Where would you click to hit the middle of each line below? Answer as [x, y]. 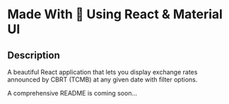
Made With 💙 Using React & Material [115, 14]
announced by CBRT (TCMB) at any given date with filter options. [102, 79]
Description [34, 55]
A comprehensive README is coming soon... [72, 93]
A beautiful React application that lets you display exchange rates [102, 72]
